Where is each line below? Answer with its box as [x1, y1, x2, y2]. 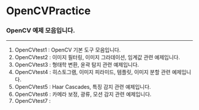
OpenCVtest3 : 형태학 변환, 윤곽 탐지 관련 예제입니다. [14, 61, 139, 69]
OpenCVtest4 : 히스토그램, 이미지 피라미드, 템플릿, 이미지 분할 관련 [14, 69, 171, 76]
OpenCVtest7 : [14, 98, 51, 105]
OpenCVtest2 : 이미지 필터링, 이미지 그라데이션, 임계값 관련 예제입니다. [14, 54, 181, 61]
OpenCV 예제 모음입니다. [6, 27, 75, 35]
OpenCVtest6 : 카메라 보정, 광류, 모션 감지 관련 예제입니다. [14, 90, 152, 98]
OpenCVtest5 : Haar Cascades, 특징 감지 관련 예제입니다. [14, 83, 151, 90]
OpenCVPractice [6, 4, 91, 18]
